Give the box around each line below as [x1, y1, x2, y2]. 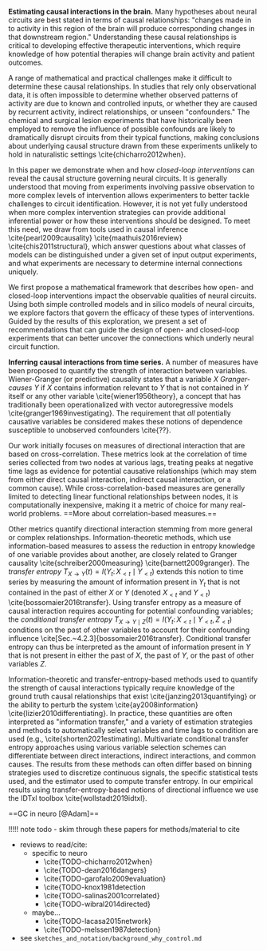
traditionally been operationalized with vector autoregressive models [8, 400, 234, 409]
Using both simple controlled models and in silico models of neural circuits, [8, 300, 255, 308]
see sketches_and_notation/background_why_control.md [19, 933, 202, 943]
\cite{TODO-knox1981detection [43, 882, 146, 892]
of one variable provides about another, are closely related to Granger [8, 550, 238, 559]
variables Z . [8, 659, 47, 669]
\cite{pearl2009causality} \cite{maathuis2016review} [8, 233, 183, 242]
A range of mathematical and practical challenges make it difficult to [8, 74, 233, 82]
